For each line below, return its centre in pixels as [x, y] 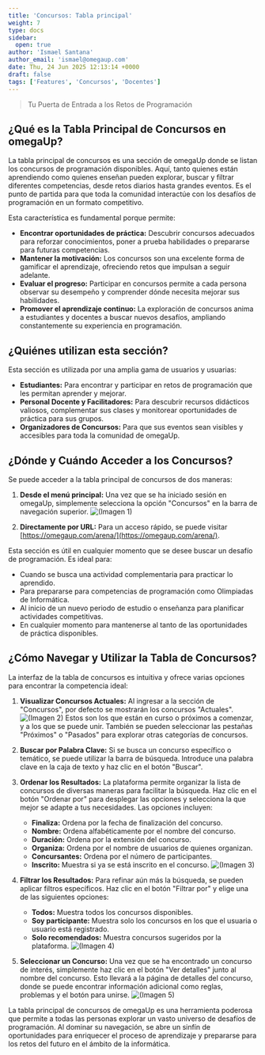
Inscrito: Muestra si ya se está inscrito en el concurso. [120, 864]
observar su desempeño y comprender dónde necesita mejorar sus [129, 292]
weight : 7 [25, 23]
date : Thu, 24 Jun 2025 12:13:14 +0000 [74, 67]
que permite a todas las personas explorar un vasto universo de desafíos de [132, 1019]
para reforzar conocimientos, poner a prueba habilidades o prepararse [134, 241]
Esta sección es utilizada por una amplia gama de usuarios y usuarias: [123, 370]
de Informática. [44, 599]
